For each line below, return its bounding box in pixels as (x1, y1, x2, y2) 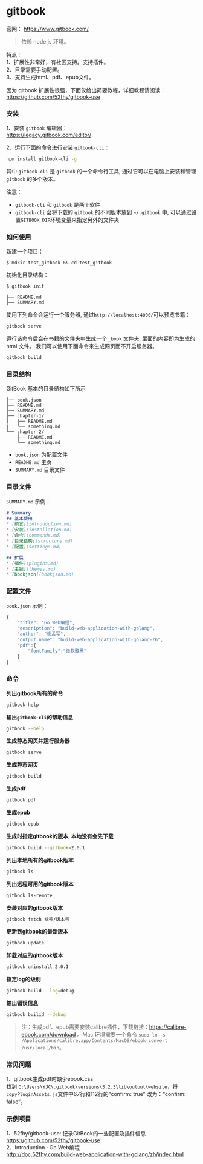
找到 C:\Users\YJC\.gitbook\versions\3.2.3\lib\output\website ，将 (6, 1083, 178, 1090)
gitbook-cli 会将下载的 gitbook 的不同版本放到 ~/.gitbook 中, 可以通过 (14, 209, 192, 216)
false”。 (6, 1098, 26, 1105)
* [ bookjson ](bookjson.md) (6, 571, 74, 577)
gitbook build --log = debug (6, 987, 74, 994)
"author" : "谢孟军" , (17, 631, 66, 638)
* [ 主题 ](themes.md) (6, 566, 56, 572)
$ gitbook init (6, 283, 45, 289)
